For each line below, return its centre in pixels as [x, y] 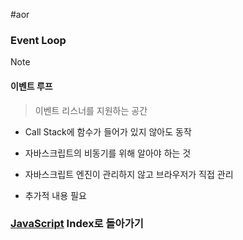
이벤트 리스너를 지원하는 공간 [91, 110]
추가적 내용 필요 [55, 195]
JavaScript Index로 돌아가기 [77, 224]
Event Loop [38, 40]
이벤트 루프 [31, 86]
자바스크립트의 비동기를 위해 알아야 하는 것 [108, 153]
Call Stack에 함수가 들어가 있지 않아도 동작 [108, 131]
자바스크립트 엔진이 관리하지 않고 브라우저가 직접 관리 [129, 174]
